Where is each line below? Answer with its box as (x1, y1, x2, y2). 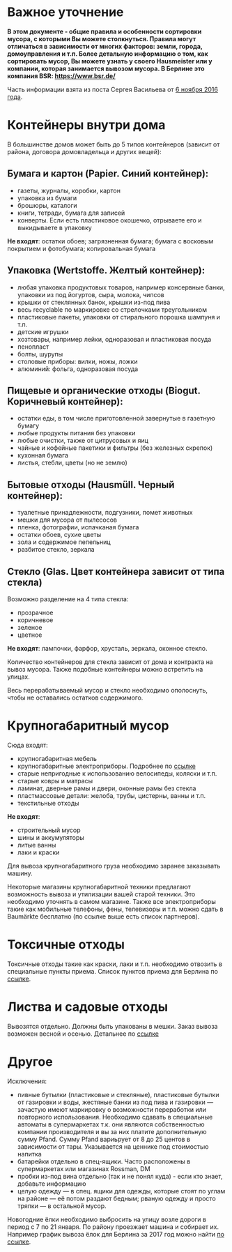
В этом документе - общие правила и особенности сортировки (7, 27, 202, 36)
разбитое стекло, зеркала (17, 545, 95, 554)
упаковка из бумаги (17, 193, 77, 202)
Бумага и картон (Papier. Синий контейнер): (7, 168, 209, 180)
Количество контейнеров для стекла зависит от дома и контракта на (7, 657, 214, 666)
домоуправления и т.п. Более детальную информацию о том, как (7, 50, 208, 58)
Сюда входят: (7, 741, 48, 749)
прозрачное (17, 608, 54, 617)
